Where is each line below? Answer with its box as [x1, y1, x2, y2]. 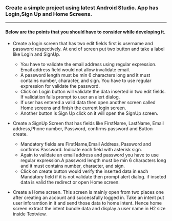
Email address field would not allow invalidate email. [20, 66, 131, 73]
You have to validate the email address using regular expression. [20, 61, 157, 67]
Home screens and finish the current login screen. [20, 105, 126, 111]
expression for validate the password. [20, 83, 100, 89]
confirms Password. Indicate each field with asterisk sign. [20, 146, 142, 152]
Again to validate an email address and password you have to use [20, 152, 159, 158]
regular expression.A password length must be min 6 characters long [20, 157, 166, 163]
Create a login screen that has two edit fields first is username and [12, 40, 154, 46]
